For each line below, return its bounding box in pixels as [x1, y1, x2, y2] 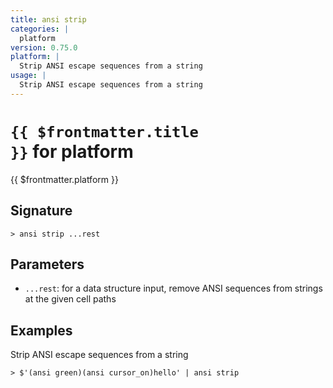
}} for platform [10, 140, 134, 163]
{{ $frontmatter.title [10, 122, 199, 141]
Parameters [10, 256, 85, 273]
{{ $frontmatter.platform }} [10, 173, 119, 185]
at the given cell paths [24, 293, 117, 305]
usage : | [10, 71, 47, 81]
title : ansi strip [10, 14, 87, 25]
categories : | [10, 24, 70, 34]
